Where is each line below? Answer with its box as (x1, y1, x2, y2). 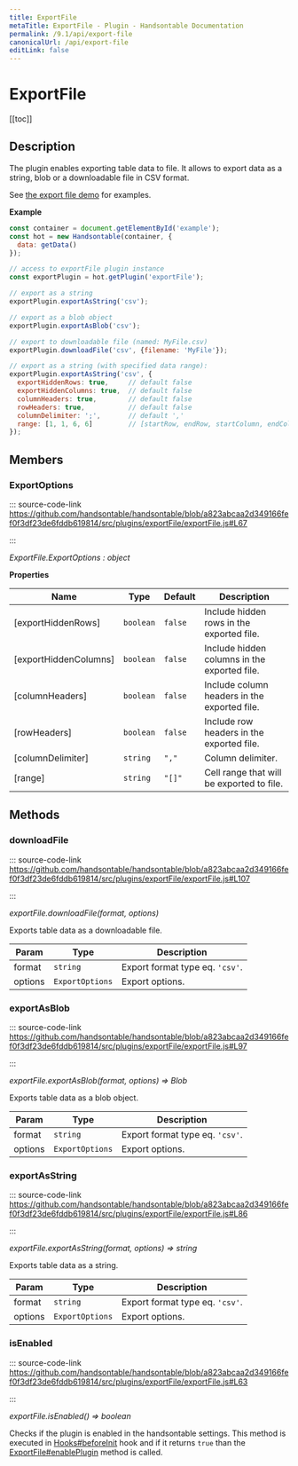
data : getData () (17, 240, 77, 249)
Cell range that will (203, 766, 282, 778)
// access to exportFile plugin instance (9, 264, 165, 273)
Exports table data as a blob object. (9, 1092, 139, 1103)
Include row (203, 715, 254, 728)
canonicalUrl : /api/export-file (9, 37, 129, 47)
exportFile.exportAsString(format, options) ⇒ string (9, 1243, 198, 1254)
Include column (203, 678, 269, 690)
